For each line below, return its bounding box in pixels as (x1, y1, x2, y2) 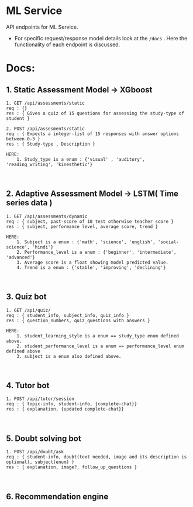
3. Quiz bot (6, 292, 47, 302)
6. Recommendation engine (6, 491, 109, 501)
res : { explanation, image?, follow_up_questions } (6, 464, 137, 470)
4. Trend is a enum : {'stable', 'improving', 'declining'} (16, 264, 166, 270)
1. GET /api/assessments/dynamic (6, 213, 88, 219)
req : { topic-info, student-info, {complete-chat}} (6, 401, 137, 407)
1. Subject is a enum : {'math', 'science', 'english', (16, 239, 156, 245)
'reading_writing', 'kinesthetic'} (6, 161, 93, 167)
